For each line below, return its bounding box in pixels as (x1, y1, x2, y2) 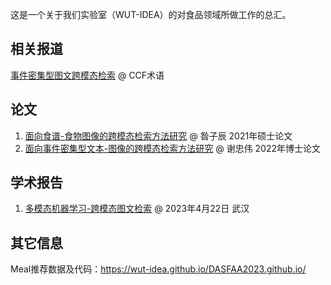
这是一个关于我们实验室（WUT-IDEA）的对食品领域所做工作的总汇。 (10, 9, 292, 20)
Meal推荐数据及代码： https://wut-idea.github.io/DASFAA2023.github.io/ (10, 263, 307, 275)
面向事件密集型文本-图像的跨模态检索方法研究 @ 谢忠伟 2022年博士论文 (24, 142, 322, 154)
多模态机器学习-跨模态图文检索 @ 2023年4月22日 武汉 (24, 203, 250, 215)
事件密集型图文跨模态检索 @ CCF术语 (10, 69, 165, 81)
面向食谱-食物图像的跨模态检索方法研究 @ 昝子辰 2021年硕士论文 (24, 129, 293, 142)
